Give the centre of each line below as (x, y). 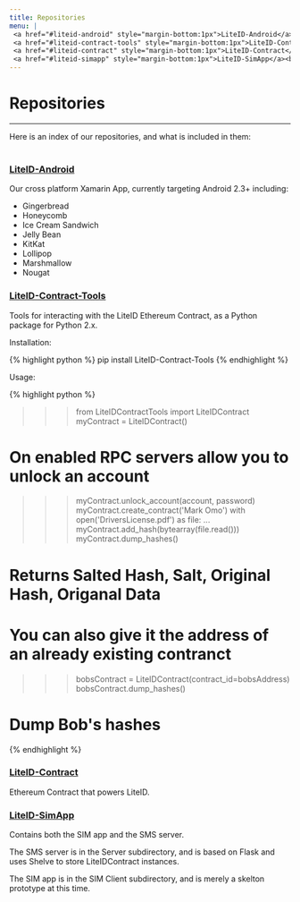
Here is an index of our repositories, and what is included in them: (130, 136)
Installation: (30, 342)
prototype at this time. (50, 889)
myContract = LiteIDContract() (131, 421)
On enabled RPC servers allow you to (149, 457)
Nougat (36, 273)
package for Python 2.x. (54, 325)
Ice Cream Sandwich (61, 225)
